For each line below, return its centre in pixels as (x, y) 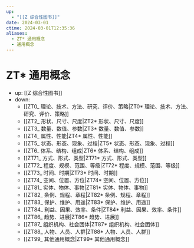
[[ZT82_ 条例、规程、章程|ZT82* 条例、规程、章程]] (87, 194)
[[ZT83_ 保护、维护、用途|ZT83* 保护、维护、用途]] (87, 202)
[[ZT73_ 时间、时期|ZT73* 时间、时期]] (70, 173)
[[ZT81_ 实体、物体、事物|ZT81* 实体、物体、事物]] (86, 187)
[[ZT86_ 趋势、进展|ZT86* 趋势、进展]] (71, 217)
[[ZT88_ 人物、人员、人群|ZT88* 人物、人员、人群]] (87, 232)
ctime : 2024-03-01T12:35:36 (41, 28)
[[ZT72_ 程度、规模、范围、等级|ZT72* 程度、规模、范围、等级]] (101, 165)
